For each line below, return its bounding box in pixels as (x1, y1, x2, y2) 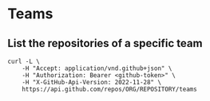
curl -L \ (7, 57, 41, 65)
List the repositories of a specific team (7, 37, 203, 50)
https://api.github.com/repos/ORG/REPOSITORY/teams (22, 85, 197, 93)
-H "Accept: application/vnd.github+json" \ (22, 64, 172, 72)
